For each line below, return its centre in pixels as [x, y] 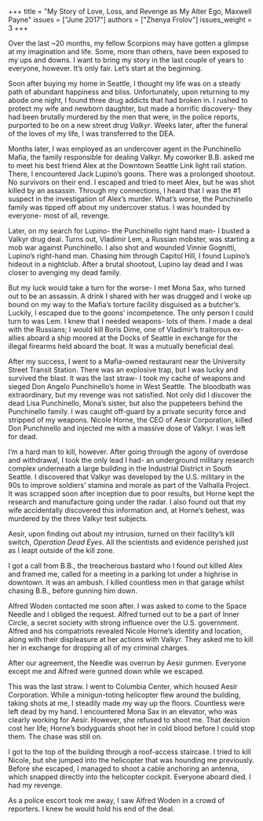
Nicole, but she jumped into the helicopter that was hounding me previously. [131, 760]
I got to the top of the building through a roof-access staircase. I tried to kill [130, 752]
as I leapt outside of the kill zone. [62, 550]
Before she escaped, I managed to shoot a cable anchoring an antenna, [124, 768]
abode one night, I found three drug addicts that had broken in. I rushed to [128, 100]
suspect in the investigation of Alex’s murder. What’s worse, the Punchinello [130, 199]
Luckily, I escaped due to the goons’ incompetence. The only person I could [131, 313]
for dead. [23, 436]
